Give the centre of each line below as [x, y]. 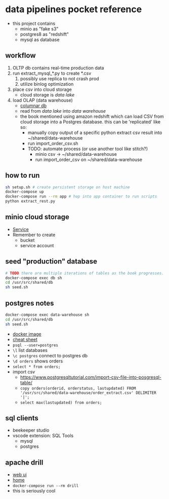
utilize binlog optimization [47, 84]
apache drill [24, 462]
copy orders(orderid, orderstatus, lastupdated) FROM [78, 388]
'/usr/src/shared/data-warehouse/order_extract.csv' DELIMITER [88, 393]
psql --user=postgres [35, 345]
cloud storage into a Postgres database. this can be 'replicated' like [90, 122]
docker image [27, 334]
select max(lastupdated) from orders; [61, 403]
